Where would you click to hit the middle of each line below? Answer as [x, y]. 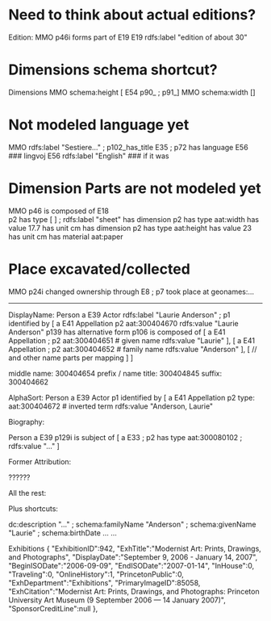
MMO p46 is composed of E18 [58, 211]
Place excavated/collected [100, 269]
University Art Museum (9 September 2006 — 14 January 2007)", [117, 600]
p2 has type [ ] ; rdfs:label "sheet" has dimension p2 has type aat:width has [134, 219]
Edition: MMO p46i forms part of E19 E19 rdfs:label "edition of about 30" [128, 37]
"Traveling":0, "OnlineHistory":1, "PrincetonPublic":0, [96, 574]
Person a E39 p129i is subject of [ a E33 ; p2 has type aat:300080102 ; [125, 437]
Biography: [27, 422]
